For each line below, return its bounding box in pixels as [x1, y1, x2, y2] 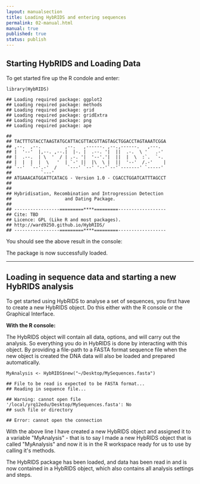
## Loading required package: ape [6, 122, 92, 128]
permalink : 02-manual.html [6, 20, 73, 26]
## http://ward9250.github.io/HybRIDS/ [6, 222, 105, 228]
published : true [6, 31, 46, 37]
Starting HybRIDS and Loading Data [6, 59, 141, 69]
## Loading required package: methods [6, 102, 102, 108]
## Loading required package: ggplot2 [6, 96, 102, 102]
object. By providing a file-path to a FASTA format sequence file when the [6, 346, 187, 353]
